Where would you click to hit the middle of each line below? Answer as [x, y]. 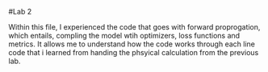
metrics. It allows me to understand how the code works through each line [132, 44]
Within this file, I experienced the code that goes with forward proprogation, [134, 27]
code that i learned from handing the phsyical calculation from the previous [134, 52]
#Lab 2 [20, 12]
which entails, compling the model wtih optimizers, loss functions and [124, 36]
